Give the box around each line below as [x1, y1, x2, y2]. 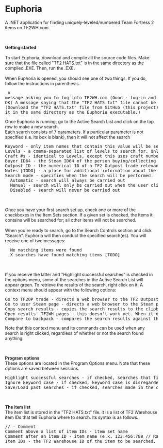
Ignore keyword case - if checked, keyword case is [5, 379, 131, 385]
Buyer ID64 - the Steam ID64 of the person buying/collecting [5, 158, 156, 163]
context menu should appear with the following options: [5, 287, 116, 293]
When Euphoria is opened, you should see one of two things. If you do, [5, 75, 147, 81]
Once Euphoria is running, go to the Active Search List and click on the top [5, 118, 154, 125]
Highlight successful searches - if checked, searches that [5, 375, 151, 380]
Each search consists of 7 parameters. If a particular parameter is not [5, 129, 144, 135]
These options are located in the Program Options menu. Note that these [5, 360, 150, 366]
